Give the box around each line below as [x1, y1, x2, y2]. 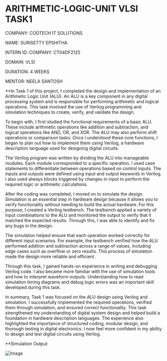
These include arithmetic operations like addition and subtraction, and [5, 124, 149, 130]
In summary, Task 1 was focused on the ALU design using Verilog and [5, 294, 148, 300]
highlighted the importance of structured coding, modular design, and [5, 320, 148, 326]
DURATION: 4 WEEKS [5, 68, 50, 75]
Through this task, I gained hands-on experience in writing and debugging [5, 263, 158, 269]
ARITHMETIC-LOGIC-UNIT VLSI [5, 3, 138, 14]
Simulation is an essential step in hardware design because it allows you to [5, 196, 158, 202]
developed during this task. [5, 284, 61, 290]
